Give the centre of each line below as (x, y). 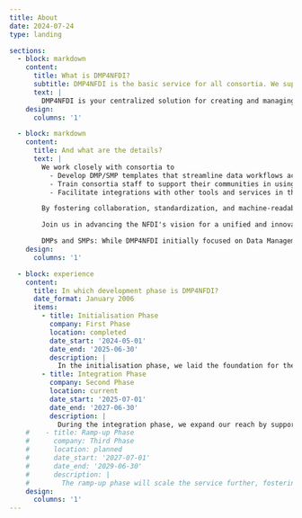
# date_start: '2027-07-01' (88, 458)
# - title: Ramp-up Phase (80, 433)
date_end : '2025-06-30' (94, 349)
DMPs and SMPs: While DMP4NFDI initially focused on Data (152, 241)
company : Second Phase (92, 383)
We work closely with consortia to (108, 167)
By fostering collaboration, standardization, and (138, 209)
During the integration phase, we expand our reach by (162, 424)
